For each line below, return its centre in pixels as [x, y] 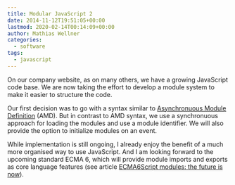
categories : [25, 40]
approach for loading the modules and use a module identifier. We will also [115, 123]
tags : [15, 53]
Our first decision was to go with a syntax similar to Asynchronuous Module [117, 108]
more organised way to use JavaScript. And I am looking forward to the [110, 151]
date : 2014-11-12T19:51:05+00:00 [56, 20]
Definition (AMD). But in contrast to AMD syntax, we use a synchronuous [113, 115]
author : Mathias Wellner [44, 33]
